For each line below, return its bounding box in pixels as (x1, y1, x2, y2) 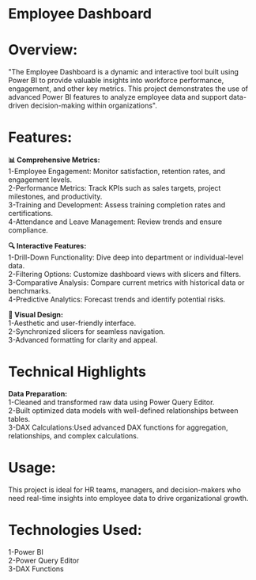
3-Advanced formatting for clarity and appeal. (8, 335, 158, 345)
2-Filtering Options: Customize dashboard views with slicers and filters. (8, 270, 241, 279)
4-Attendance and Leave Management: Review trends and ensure (8, 217, 223, 226)
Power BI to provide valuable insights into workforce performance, (8, 76, 224, 85)
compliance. (8, 226, 49, 235)
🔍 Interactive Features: (8, 241, 87, 251)
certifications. (8, 209, 54, 218)
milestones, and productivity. (8, 191, 103, 202)
